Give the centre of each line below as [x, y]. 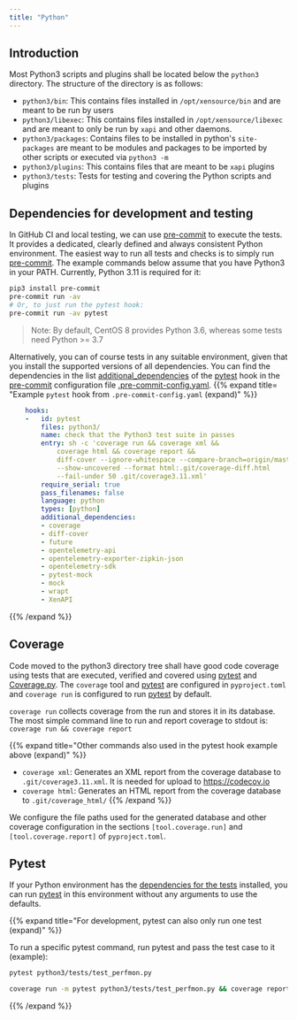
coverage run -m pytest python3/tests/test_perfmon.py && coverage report [150, 989]
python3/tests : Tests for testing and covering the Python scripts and [147, 176]
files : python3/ [71, 427]
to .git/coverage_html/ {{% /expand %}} [97, 800]
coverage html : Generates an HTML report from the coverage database [151, 790]
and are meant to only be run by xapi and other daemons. [127, 129]
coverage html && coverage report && [126, 452]
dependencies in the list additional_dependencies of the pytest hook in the [145, 375]
